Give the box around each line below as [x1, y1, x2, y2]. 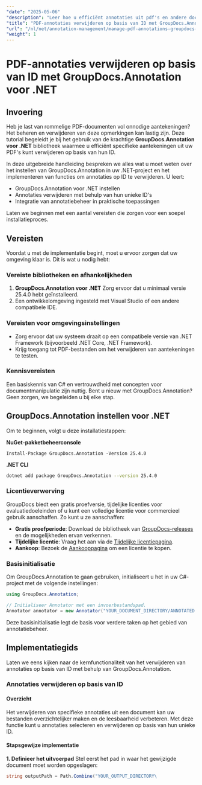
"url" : [6, 25, 23, 32]
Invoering [6, 107, 43, 117]
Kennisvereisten [6, 367, 55, 375]
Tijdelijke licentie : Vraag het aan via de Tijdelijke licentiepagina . [14, 538, 174, 545]
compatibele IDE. [14, 304, 58, 311]
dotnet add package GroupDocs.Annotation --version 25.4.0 [6, 472, 158, 479]
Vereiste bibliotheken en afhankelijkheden [6, 271, 132, 279]
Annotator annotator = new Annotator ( [6, 607, 103, 614]
